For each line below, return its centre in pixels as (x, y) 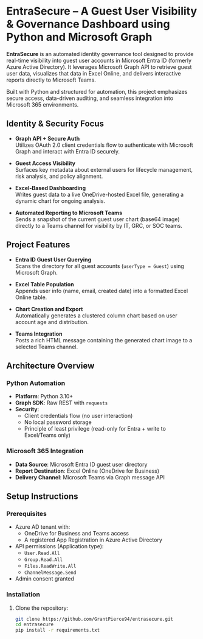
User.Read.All (42, 553)
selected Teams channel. (46, 347)
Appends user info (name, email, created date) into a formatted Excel (101, 291)
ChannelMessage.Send (50, 573)
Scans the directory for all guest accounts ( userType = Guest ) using (99, 266)
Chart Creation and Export (49, 309)
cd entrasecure (34, 625)
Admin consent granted (45, 579)
